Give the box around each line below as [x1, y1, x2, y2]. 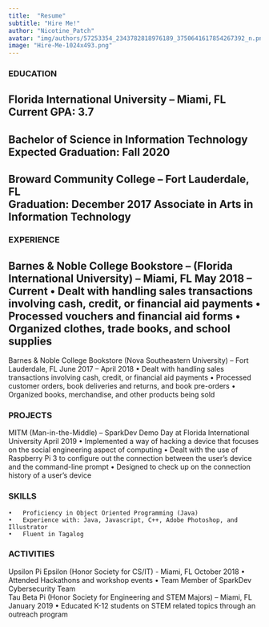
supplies [8, 334, 52, 348]
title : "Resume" [8, 11, 66, 20]
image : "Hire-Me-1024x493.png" [8, 42, 113, 50]
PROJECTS [8, 409, 53, 421]
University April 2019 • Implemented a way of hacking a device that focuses [8, 437, 259, 446]
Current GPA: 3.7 [8, 105, 94, 119]
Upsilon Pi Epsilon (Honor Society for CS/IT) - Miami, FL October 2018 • [8, 567, 246, 576]
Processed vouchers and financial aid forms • [8, 309, 241, 323]
